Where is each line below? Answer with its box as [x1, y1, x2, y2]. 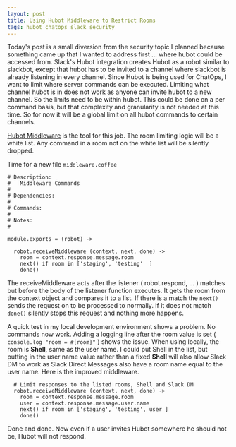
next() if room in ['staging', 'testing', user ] [20, 406, 169, 413]
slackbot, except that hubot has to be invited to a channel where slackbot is [7, 65, 227, 74]
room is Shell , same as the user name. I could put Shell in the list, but [7, 345, 208, 354]
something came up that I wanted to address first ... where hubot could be [7, 50, 223, 59]
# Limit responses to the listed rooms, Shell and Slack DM [13, 381, 194, 388]
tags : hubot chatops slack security [7, 23, 115, 30]
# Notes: [7, 217, 33, 225]
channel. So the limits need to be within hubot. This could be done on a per [7, 95, 225, 104]
